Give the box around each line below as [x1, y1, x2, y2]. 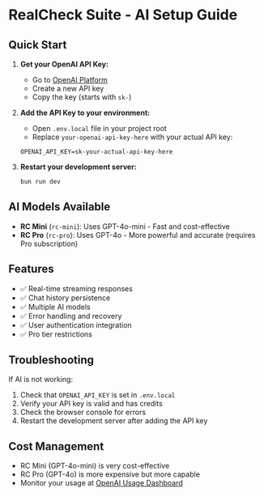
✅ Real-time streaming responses [19, 283, 134, 293]
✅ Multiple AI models [19, 302, 91, 312]
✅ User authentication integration [19, 320, 132, 329]
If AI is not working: [8, 375, 74, 384]
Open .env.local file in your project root [32, 124, 168, 133]
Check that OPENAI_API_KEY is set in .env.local [19, 390, 176, 400]
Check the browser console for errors [19, 407, 147, 418]
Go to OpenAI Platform [32, 75, 108, 84]
